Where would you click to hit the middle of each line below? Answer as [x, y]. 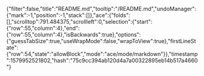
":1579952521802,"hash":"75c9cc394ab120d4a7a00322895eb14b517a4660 [102, 60]
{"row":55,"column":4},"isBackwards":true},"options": [74, 35]
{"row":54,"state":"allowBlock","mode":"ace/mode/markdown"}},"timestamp [102, 54]
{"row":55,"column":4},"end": [43, 28]
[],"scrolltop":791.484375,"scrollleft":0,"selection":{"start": [79, 22]
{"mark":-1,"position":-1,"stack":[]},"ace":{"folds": [68, 15]
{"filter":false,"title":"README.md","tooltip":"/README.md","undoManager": [101, 9]
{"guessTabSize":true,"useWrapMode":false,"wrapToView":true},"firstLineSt [101, 41]
